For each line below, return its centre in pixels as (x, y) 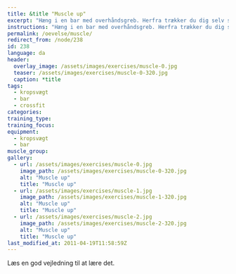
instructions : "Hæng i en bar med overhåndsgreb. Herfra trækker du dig (116, 27)
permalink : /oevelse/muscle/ (50, 33)
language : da (26, 54)
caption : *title (37, 79)
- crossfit (29, 106)
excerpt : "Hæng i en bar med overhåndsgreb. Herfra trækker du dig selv (116, 20)
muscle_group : (28, 151)
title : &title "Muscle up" (47, 14)
